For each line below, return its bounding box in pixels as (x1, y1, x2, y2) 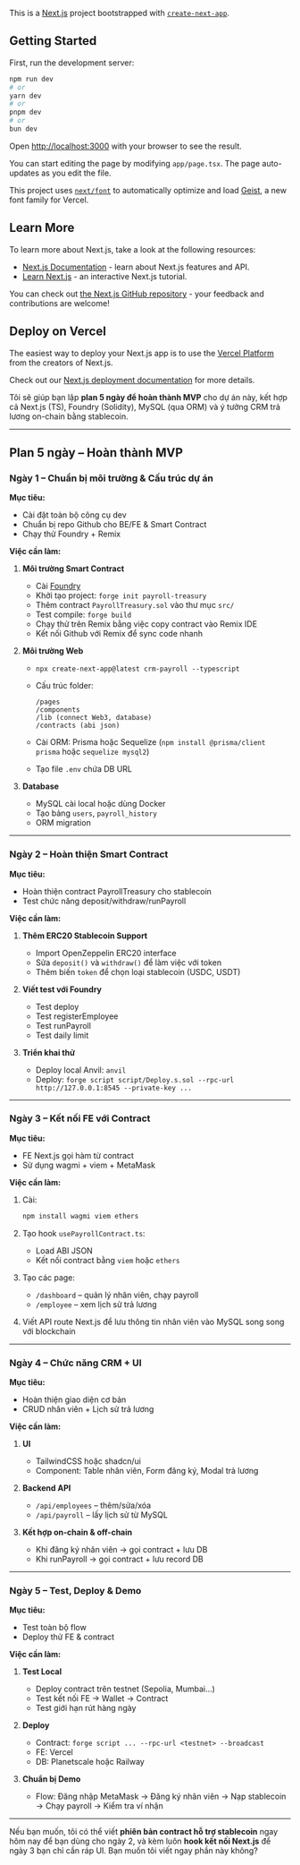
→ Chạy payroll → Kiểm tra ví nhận (35, 1801, 163, 1811)
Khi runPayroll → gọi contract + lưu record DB (35, 1553, 204, 1565)
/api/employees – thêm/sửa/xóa (35, 1500, 152, 1511)
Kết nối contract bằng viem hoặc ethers (35, 1254, 180, 1265)
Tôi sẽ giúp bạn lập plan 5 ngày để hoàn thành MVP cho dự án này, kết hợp (9, 391, 288, 402)
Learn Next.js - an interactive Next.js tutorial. (21, 270, 187, 281)
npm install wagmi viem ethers (21, 1211, 139, 1220)
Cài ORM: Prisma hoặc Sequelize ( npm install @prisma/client (35, 737, 266, 748)
